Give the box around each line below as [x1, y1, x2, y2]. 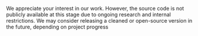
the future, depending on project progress [6, 23, 109, 30]
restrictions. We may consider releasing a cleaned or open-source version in [6, 17, 193, 24]
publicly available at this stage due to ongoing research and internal [6, 11, 171, 18]
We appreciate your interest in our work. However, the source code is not [6, 5, 184, 12]
